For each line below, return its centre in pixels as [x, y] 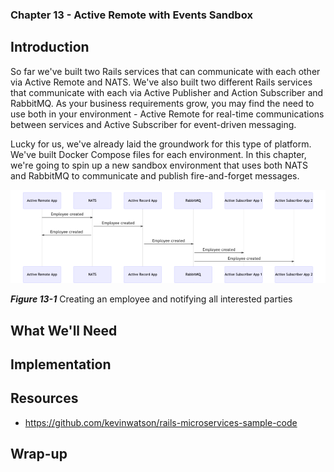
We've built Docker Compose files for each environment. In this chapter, [158, 154]
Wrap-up [39, 454]
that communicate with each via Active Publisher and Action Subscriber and [167, 92]
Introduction [50, 47]
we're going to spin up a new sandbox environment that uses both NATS [159, 165]
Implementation [61, 364]
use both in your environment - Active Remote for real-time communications [167, 114]
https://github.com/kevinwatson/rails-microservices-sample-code [161, 422]
